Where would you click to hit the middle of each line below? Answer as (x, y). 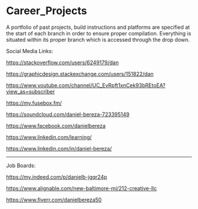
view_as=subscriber (30, 91)
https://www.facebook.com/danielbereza (56, 125)
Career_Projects (47, 11)
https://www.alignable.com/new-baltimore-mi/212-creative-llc (82, 188)
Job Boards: (21, 165)
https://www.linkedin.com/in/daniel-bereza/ (59, 148)
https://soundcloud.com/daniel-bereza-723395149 (68, 114)
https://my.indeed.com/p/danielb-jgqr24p (57, 177)
